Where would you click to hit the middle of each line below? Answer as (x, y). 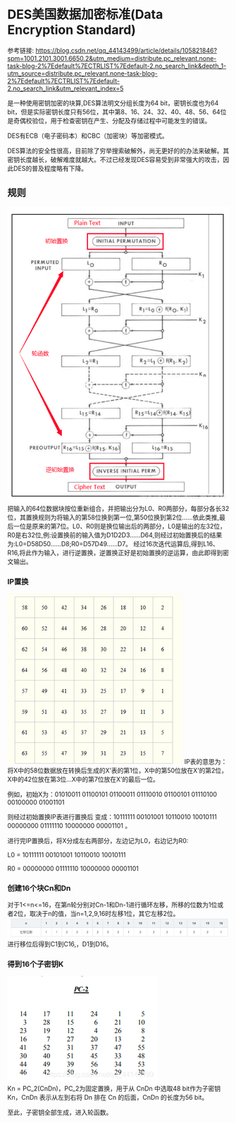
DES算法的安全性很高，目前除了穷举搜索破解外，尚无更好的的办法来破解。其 (118, 151)
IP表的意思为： (206, 762)
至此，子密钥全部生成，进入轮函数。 (60, 1112)
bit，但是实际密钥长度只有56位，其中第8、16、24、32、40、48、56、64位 (117, 112)
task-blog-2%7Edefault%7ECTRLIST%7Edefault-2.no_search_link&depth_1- (117, 66)
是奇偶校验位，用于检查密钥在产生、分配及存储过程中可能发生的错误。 (109, 120)
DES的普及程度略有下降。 (50, 168)
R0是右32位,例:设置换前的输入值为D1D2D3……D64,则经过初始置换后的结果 (115, 535)
